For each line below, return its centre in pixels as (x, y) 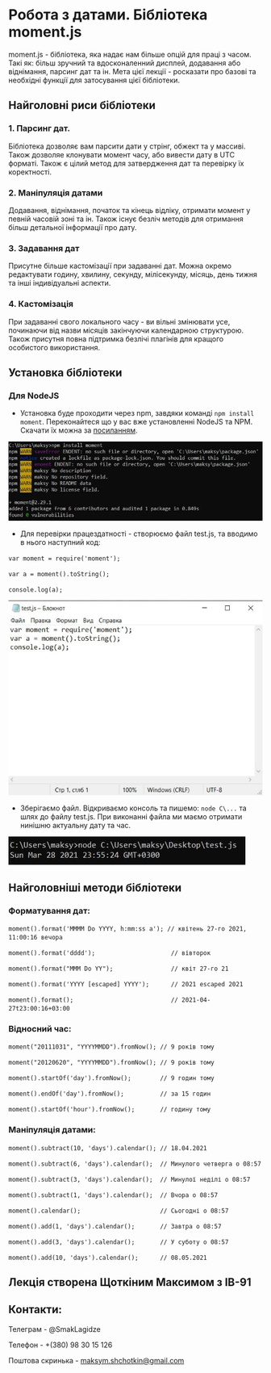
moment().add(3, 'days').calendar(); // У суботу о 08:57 (119, 1242)
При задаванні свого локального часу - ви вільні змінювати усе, (119, 321)
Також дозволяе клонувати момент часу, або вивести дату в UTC (122, 154)
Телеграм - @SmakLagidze (54, 1329)
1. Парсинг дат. (40, 128)
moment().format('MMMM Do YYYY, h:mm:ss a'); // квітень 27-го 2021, (128, 929)
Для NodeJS (34, 396)
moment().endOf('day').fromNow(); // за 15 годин (110, 1094)
